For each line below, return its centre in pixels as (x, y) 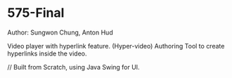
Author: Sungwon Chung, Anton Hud (60, 32)
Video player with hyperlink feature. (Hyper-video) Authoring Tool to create (116, 46)
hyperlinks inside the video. (47, 53)
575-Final (36, 13)
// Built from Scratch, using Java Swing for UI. (73, 67)
